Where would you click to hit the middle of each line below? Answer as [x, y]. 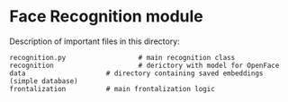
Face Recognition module [107, 17]
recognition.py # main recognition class [122, 57]
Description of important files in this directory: [94, 41]
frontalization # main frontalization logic [112, 89]
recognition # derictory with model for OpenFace [144, 65]
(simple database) [44, 81]
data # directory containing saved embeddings [136, 73]
